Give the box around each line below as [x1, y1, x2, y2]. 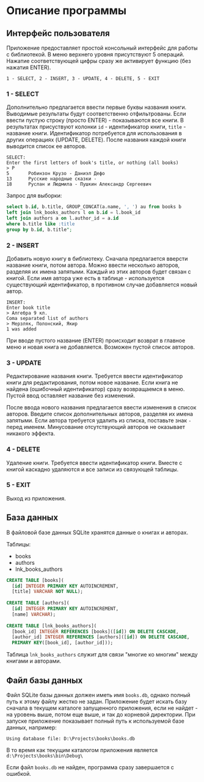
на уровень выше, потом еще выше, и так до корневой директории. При [6, 710, 195, 718]
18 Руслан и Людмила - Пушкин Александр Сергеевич [6, 181, 151, 187]
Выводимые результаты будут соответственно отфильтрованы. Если [6, 110, 186, 117]
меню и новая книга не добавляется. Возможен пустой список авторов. [6, 343, 195, 351]
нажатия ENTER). [6, 64, 51, 71]
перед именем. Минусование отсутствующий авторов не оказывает [6, 423, 185, 431]
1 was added [6, 326, 37, 332]
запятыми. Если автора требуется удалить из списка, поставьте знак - [6, 417, 192, 424]
